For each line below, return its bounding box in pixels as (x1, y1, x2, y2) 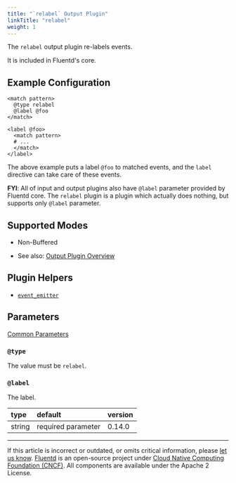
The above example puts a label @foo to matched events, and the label (7, 163, 212, 172)
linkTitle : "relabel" (7, 17, 71, 24)
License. (7, 469, 32, 477)
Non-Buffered (17, 238, 58, 246)
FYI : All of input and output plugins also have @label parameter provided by (7, 184, 226, 193)
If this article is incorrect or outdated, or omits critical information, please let (7, 446, 227, 455)
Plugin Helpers (7, 272, 74, 284)
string (11, 422, 30, 432)
